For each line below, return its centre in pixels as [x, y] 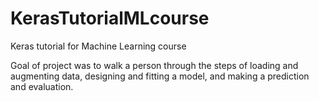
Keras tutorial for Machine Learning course [98, 46]
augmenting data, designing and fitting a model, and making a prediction [160, 76]
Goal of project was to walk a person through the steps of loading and [154, 65]
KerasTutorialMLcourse [110, 18]
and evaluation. [42, 86]
